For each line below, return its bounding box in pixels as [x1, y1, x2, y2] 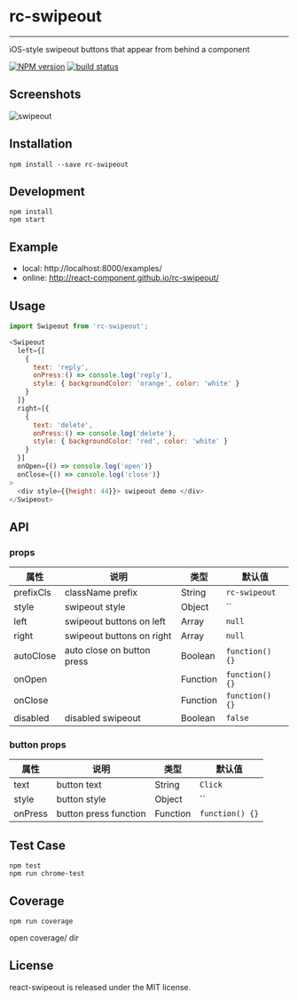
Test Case [9, 837, 67, 853]
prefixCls [13, 587, 51, 599]
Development [9, 184, 86, 199]
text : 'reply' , [32, 363, 90, 372]
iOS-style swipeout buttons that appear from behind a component [9, 44, 250, 54]
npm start [9, 215, 46, 224]
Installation [9, 136, 73, 152]
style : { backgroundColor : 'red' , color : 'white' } [32, 437, 228, 446]
